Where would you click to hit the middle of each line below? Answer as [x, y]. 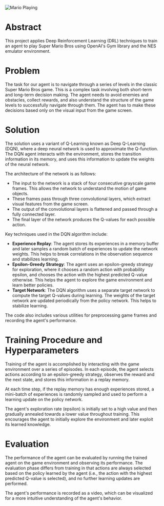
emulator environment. [28, 51]
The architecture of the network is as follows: [51, 174]
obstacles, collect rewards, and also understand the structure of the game [80, 100]
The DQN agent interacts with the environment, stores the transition [73, 154]
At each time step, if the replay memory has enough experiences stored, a [80, 389]
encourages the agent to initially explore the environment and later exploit [79, 419]
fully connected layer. [34, 214]
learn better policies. [33, 285]
